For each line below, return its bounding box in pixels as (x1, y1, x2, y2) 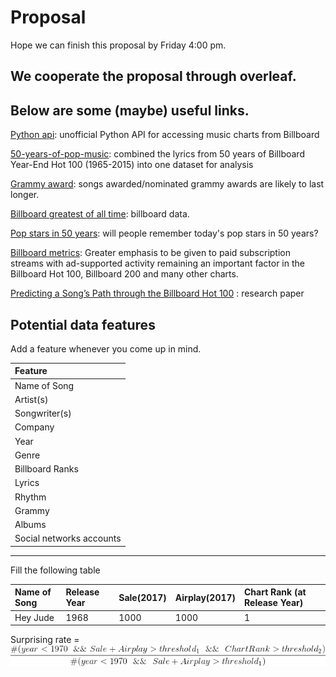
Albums (14, 519, 47, 531)
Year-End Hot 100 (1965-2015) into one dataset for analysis (10, 159, 254, 171)
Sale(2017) (118, 591, 167, 603)
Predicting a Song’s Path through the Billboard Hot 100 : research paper (10, 287, 305, 300)
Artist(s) (14, 393, 49, 405)
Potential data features (10, 316, 156, 333)
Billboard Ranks (14, 463, 79, 475)
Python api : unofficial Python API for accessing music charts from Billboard (10, 129, 320, 141)
